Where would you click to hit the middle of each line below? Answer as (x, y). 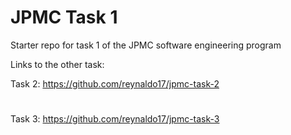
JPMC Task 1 (64, 17)
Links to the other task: (57, 64)
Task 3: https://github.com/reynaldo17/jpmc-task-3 (115, 119)
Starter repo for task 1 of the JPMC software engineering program (146, 45)
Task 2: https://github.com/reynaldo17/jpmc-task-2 (115, 83)
